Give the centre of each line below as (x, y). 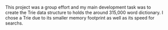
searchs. (14, 23)
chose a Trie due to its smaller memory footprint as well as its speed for (80, 18)
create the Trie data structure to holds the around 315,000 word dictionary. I (84, 12)
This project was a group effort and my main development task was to (78, 7)
